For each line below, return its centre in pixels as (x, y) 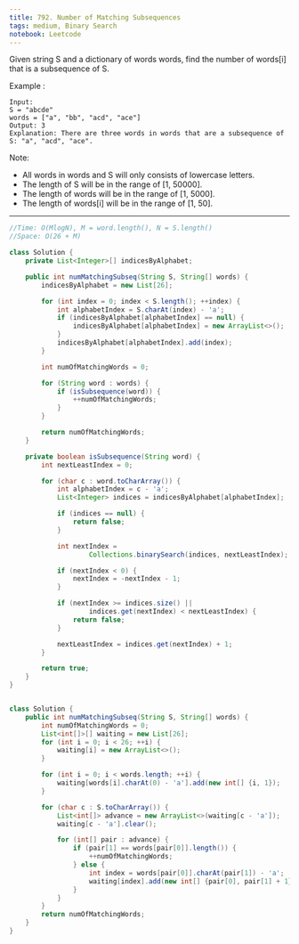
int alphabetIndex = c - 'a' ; (113, 489)
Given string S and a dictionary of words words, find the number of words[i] (148, 60)
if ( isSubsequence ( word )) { (109, 391)
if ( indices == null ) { (101, 514)
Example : (28, 86)
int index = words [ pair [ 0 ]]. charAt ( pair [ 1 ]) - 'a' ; (186, 873)
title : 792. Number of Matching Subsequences (95, 17)
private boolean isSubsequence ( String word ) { (113, 456)
